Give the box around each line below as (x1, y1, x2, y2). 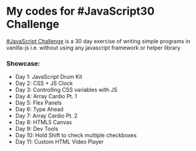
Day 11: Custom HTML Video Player (15, 138, 104, 145)
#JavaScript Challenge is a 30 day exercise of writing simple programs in (6, 37, 191, 45)
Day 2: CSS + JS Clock (15, 79, 73, 87)
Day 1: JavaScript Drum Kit (15, 73, 82, 81)
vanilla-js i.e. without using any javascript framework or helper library (6, 44, 181, 51)
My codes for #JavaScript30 (6, 4, 154, 18)
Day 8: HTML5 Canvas (15, 119, 72, 126)
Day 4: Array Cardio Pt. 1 (15, 93, 78, 100)
